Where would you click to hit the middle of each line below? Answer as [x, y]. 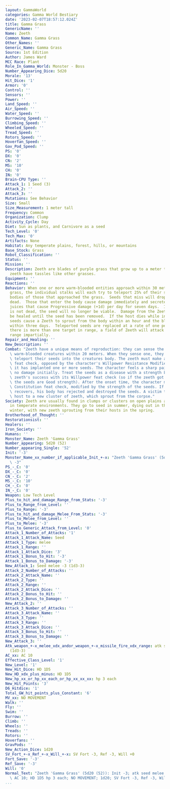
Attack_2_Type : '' [25, 580]
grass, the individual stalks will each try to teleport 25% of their [86, 293]
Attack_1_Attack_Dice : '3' [34, 552]
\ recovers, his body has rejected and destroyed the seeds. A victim [86, 391]
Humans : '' [17, 434]
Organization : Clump [27, 217]
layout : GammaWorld [26, 10]
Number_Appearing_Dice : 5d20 [36, 71]
